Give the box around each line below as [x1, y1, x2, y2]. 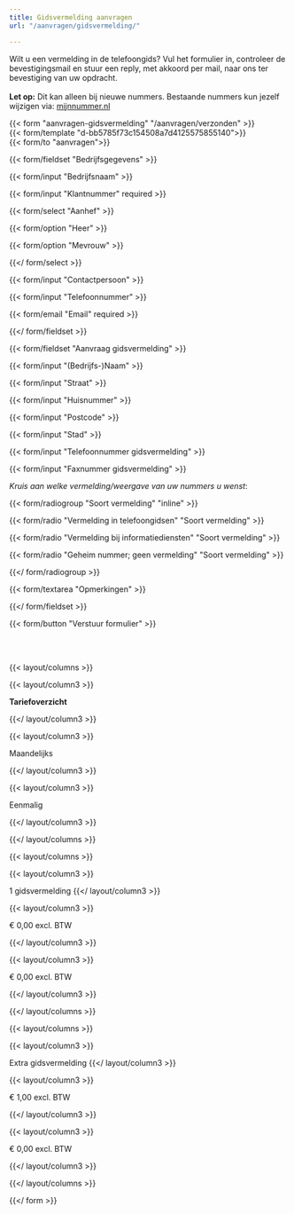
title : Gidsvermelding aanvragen [9, 12, 133, 22]
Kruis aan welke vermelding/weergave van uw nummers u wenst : [9, 480, 248, 491]
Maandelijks [9, 747, 53, 759]
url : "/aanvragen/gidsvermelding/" [9, 21, 141, 30]
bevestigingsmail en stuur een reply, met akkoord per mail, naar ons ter [9, 63, 268, 74]
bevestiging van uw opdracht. [9, 72, 118, 83]
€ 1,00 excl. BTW [9, 1092, 71, 1102]
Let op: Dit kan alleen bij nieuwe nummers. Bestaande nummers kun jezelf [9, 91, 280, 102]
